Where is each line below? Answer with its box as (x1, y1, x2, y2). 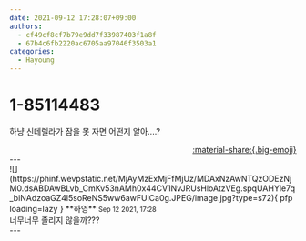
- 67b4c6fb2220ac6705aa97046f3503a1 (17, 38, 157, 48)
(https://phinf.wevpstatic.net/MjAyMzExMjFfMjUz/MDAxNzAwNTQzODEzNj (9, 173, 292, 184)
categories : (9, 47, 55, 56)
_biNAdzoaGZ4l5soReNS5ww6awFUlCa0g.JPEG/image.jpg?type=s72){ (9, 192, 279, 203)
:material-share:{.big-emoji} (192, 144, 297, 155)
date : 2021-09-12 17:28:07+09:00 (9, 13, 137, 23)
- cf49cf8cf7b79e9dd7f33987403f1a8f (17, 30, 157, 39)
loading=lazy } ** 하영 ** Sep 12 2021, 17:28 (9, 203, 157, 214)
